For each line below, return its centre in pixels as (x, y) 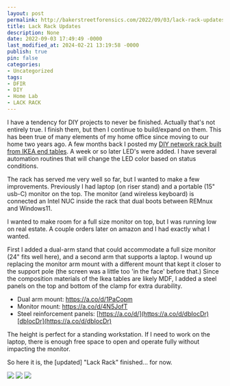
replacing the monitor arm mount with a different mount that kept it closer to (114, 264)
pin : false (23, 58)
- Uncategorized (30, 71)
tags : (15, 77)
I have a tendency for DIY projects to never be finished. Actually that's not (111, 122)
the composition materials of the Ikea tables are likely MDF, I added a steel (112, 278)
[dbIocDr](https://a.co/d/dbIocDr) (64, 321)
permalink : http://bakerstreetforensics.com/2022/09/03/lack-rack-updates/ (117, 20)
